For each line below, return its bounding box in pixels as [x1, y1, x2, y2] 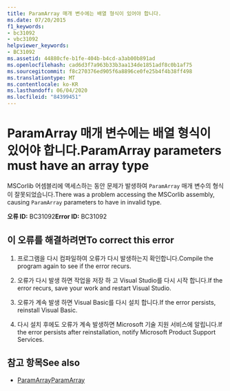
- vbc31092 [7, 36, 39, 43]
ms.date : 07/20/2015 [7, 17, 67, 23]
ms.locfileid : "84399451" [7, 94, 81, 101]
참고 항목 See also [7, 357, 81, 369]
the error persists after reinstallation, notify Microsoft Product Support [17, 327, 216, 336]
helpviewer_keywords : [7, 42, 70, 49]
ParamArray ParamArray [17, 376, 85, 384]
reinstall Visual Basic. [17, 305, 78, 314]
